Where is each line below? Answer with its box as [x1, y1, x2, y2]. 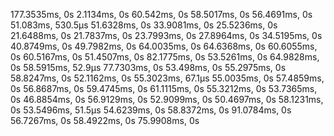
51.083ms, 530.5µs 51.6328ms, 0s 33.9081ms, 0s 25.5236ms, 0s [10, 19, 278, 31]
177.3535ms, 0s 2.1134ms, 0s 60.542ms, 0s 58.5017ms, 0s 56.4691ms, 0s [10, 9, 313, 20]
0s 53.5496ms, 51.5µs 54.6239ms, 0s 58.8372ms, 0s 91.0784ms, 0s [10, 104, 292, 116]
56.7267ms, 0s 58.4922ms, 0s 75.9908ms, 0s [10, 115, 200, 126]
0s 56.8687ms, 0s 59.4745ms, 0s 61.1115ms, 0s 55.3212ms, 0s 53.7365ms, [10, 83, 318, 94]
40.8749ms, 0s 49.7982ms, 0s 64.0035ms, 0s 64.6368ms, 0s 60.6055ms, [10, 40, 318, 52]
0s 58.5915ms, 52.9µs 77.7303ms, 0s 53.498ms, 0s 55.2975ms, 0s [10, 62, 287, 73]
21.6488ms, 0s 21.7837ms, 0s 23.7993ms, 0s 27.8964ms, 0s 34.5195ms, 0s [10, 30, 323, 41]
